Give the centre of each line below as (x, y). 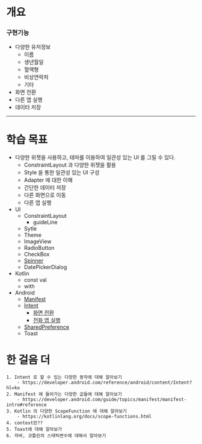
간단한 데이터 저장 (45, 188)
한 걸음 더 (28, 360)
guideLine (45, 222)
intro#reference (26, 405)
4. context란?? (25, 423)
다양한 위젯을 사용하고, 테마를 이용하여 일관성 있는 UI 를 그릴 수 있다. (95, 157)
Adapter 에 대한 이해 (48, 180)
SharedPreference (47, 327)
